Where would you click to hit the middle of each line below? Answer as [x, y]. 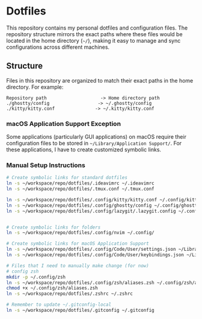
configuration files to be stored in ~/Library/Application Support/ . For [94, 144]
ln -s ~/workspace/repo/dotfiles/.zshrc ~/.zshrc [70, 294]
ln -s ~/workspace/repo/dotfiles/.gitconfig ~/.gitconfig [80, 311]
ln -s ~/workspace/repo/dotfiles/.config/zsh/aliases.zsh [80, 283]
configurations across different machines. [58, 47]
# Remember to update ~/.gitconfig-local [59, 305]
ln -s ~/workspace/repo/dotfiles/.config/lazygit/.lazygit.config [91, 211]
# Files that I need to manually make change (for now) [78, 266]
